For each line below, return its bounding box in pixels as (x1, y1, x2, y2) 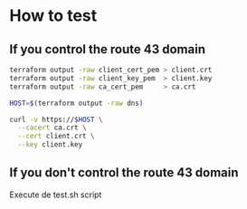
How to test (9, 5, 98, 26)
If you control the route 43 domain (9, 42, 206, 57)
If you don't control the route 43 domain (9, 165, 239, 181)
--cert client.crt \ (17, 132, 95, 141)
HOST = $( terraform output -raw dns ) (9, 99, 144, 108)
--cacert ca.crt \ (17, 123, 88, 132)
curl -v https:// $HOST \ (9, 115, 103, 124)
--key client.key (17, 140, 83, 149)
